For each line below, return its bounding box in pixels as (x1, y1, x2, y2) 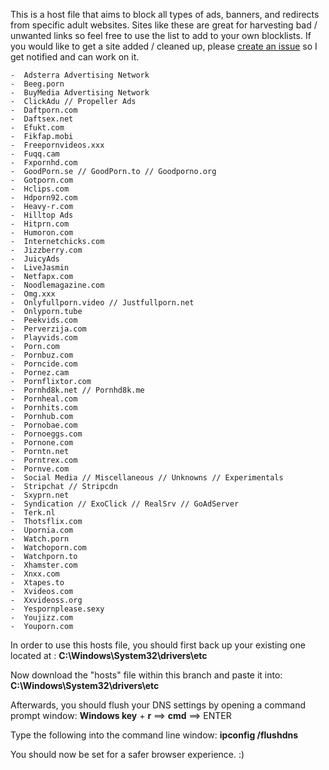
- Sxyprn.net (10, 490, 70, 500)
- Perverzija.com (10, 324, 87, 334)
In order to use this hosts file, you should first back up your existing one (10, 639, 306, 651)
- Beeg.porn (10, 79, 65, 89)
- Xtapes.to (10, 578, 65, 588)
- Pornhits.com (10, 403, 78, 413)
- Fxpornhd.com (10, 158, 78, 168)
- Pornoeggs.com (10, 429, 83, 439)
